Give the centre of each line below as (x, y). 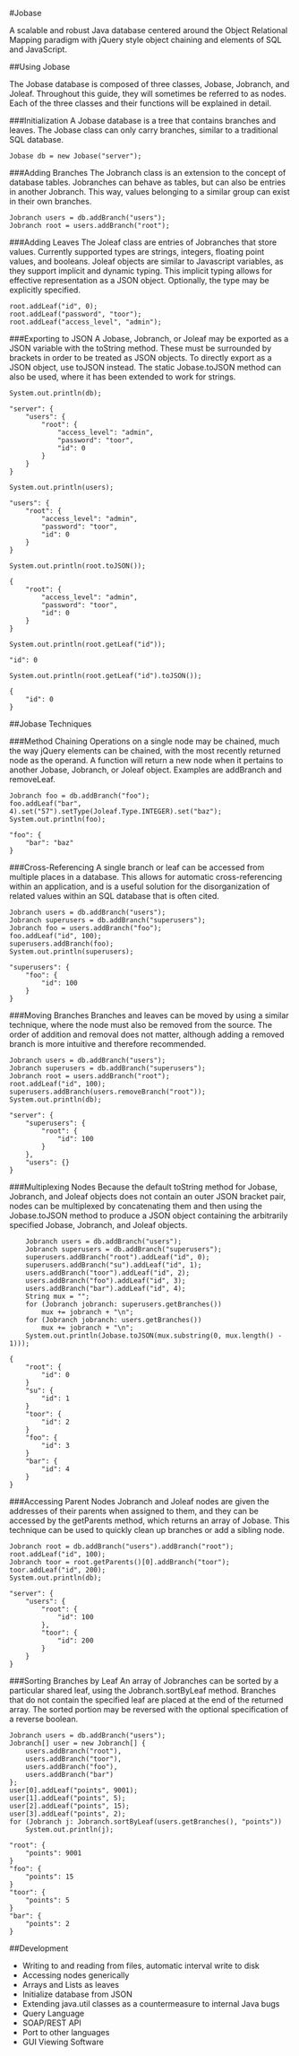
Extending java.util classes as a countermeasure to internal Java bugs (151, 2004)
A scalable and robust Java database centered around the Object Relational (149, 30)
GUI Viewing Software (63, 2042)
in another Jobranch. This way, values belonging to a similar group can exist (150, 192)
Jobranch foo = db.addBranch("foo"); (80, 796)
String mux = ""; (58, 1296)
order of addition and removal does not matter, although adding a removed (147, 1034)
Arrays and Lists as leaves (70, 1985)
